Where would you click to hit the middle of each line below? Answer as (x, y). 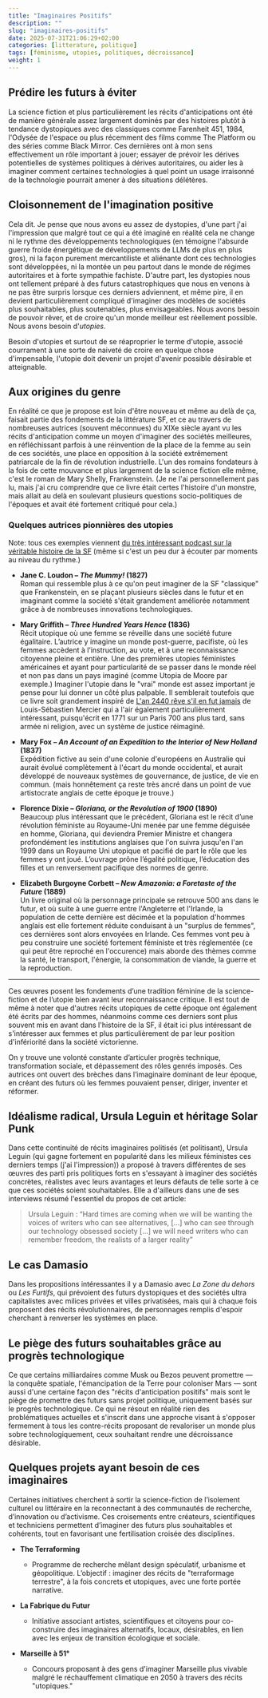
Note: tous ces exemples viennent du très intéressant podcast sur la (120, 542)
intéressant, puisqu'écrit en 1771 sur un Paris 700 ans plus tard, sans (132, 718)
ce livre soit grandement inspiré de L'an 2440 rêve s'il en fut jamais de (135, 700)
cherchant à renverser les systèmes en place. (83, 1318)
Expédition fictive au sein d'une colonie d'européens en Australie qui (132, 759)
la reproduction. (46, 968)
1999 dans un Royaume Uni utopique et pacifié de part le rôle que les (133, 851)
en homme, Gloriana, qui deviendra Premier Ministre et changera (126, 833)
